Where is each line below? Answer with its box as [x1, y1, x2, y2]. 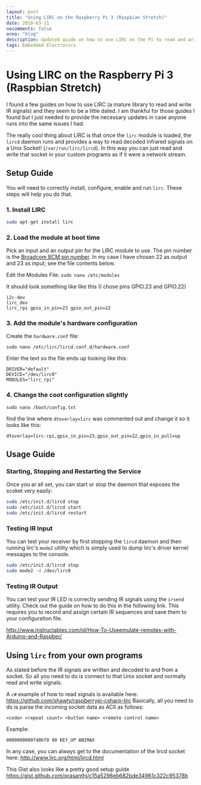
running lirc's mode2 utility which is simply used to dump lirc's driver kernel [6, 544, 188, 551]
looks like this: [6, 421, 42, 428]
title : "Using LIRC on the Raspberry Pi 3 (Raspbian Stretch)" [6, 14, 167, 20]
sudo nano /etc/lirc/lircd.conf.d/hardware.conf [6, 344, 130, 350]
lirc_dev [6, 300, 28, 306]
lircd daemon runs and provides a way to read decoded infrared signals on [6, 138, 193, 145]
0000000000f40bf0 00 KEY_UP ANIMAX [6, 737, 95, 744]
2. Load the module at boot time [6, 233, 100, 241]
